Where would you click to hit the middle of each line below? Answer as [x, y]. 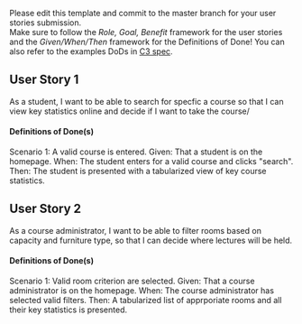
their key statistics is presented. [69, 310]
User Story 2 [46, 209]
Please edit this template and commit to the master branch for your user [143, 13]
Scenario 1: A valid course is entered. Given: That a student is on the [136, 152]
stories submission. [46, 23]
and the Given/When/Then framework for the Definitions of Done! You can [147, 42]
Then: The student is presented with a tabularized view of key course [138, 171]
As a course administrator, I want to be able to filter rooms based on [135, 230]
